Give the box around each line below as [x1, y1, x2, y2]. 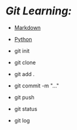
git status [14, 105, 38, 112]
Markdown [14, 24, 41, 31]
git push [14, 93, 35, 101]
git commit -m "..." [14, 82, 59, 89]
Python [14, 35, 32, 43]
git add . [14, 70, 35, 77]
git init [14, 47, 30, 55]
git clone [14, 59, 36, 66]
